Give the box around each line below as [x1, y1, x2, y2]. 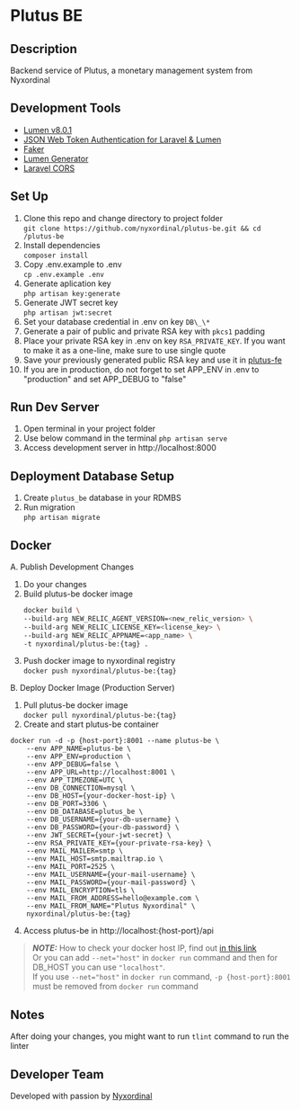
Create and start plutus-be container [22, 719, 160, 730]
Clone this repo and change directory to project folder [22, 212, 224, 223]
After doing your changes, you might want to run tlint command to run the [10, 1031, 290, 1042]
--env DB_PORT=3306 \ [26, 800, 107, 809]
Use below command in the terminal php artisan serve [22, 433, 228, 443]
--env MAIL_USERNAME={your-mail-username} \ [26, 870, 196, 880]
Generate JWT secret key [22, 297, 119, 308]
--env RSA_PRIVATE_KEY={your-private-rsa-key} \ [26, 838, 212, 848]
